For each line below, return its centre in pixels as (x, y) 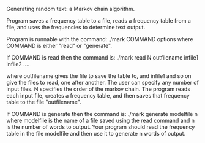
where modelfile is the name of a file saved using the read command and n (100, 120)
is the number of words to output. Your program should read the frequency (101, 127)
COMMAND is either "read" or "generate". (59, 46)
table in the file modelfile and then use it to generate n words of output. (96, 133)
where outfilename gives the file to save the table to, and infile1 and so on (99, 76)
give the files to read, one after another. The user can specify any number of (102, 83)
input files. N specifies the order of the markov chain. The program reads (99, 89)
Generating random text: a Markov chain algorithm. (71, 9)
